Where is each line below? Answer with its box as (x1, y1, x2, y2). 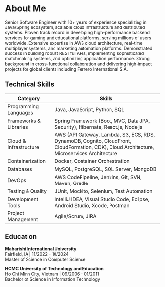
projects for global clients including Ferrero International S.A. (5, 66, 128, 72)
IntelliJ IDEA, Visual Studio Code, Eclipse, (55, 196, 150, 203)
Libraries (7, 123, 28, 130)
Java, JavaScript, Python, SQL (55, 106, 125, 113)
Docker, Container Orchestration (55, 157, 130, 164)
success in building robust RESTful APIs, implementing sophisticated (5, 50, 144, 56)
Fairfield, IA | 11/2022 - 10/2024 (5, 251, 69, 257)
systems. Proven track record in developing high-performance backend (5, 29, 150, 35)
